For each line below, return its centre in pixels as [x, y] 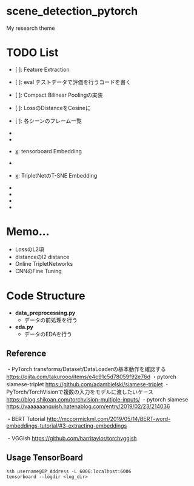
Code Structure [46, 296]
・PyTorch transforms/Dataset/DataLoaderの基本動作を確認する [86, 369]
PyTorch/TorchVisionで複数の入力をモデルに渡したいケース [80, 392]
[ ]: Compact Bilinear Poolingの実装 [59, 95]
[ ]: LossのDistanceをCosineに [53, 108]
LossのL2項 [29, 249]
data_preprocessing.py [45, 313]
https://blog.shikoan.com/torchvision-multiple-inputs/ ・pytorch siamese [97, 399]
